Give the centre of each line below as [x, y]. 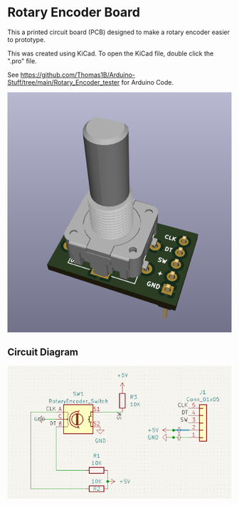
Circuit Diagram [43, 352]
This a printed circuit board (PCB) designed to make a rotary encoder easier [118, 32]
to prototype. [27, 39]
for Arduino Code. [148, 82]
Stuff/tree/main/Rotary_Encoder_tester [64, 82]
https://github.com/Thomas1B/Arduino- [78, 75]
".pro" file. [22, 60]
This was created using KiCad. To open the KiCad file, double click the [111, 53]
